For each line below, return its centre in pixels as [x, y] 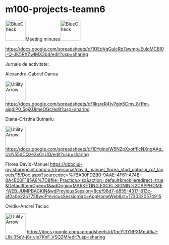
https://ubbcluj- [66, 164]
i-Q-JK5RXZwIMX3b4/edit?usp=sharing [47, 54]
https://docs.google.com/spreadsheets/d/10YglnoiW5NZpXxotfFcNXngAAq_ [84, 149]
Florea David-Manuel [27, 164]
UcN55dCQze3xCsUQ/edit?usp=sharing [47, 154]
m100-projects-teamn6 [55, 9]
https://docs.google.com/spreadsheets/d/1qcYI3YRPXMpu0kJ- [92, 231]
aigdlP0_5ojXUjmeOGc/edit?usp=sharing [47, 109]
